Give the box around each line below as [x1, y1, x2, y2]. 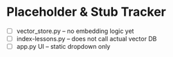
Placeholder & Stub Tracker [6, 4, 166, 20]
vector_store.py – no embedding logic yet [16, 27, 134, 35]
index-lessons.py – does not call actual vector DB [16, 35, 157, 43]
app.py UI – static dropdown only [16, 43, 111, 51]
